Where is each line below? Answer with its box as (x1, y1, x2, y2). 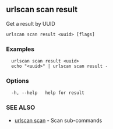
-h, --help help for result (11, 90, 84, 96)
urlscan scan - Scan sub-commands (14, 117, 103, 124)
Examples (6, 45, 35, 53)
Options (6, 77, 29, 85)
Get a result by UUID (6, 20, 55, 27)
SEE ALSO (6, 103, 36, 111)
